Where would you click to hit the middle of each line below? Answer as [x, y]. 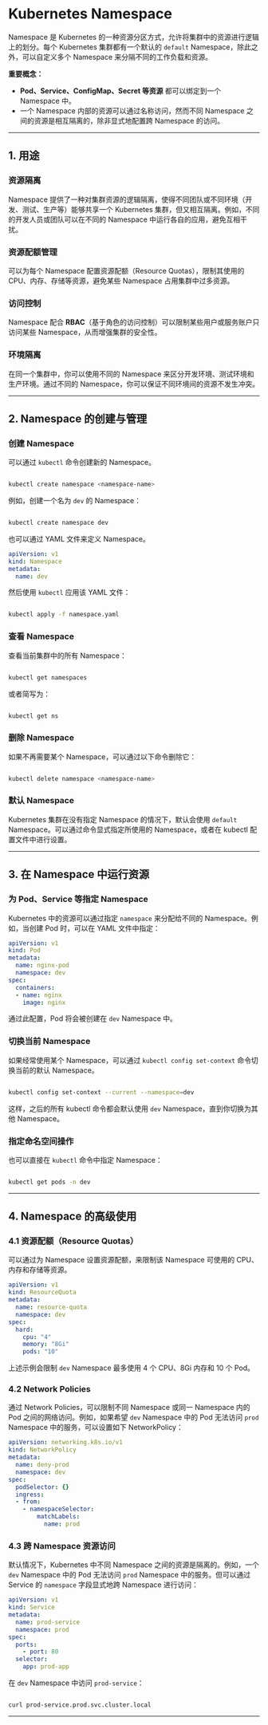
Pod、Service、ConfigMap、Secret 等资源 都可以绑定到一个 [120, 91]
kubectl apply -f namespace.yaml [64, 615]
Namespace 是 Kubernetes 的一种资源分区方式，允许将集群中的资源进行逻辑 [134, 37]
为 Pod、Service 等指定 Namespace [79, 900]
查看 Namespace [41, 636]
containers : [35, 987]
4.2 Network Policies [50, 1389]
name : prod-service [48, 1622]
